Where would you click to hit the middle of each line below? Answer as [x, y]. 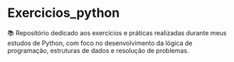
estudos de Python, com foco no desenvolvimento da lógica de [100, 43]
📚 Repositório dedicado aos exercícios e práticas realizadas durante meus [117, 32]
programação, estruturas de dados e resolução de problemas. [99, 50]
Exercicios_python [64, 13]
